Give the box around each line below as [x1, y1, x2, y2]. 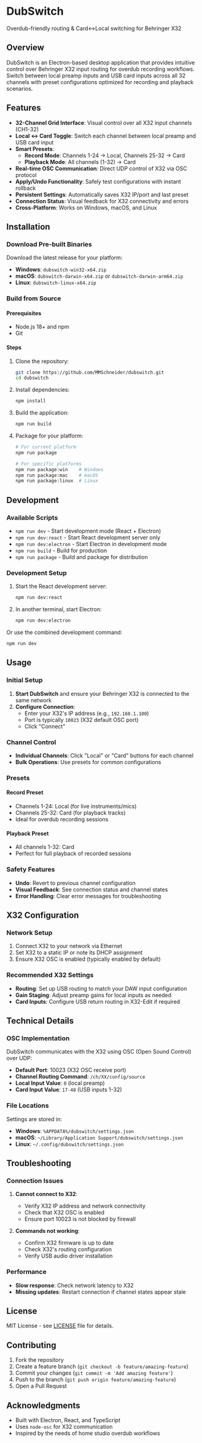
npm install [15, 398, 46, 404]
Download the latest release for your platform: [6, 254, 123, 262]
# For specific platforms [15, 461, 82, 467]
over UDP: [6, 1055, 33, 1062]
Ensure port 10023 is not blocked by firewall [24, 1215, 136, 1223]
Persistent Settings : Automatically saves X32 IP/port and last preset [15, 190, 189, 198]
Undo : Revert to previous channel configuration [15, 879, 136, 886]
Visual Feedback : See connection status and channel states [15, 886, 168, 893]
